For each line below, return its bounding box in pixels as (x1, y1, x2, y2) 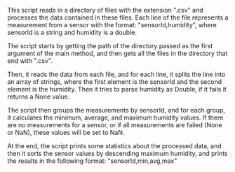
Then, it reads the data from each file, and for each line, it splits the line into (7, 70, 226, 78)
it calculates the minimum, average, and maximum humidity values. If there (7, 113, 224, 122)
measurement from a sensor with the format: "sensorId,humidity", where (7, 21, 217, 29)
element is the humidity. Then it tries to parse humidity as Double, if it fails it (7, 85, 227, 93)
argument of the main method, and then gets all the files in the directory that (7, 49, 228, 57)
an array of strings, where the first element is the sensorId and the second (7, 78, 222, 86)
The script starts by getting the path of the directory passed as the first (7, 42, 213, 50)
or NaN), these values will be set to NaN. (7, 129, 125, 136)
